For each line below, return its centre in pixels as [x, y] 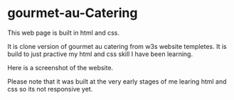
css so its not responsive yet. [50, 89]
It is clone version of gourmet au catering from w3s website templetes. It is [117, 46]
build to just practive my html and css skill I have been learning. [100, 54]
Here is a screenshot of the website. [60, 67]
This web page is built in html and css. [63, 33]
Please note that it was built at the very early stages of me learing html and [117, 81]
